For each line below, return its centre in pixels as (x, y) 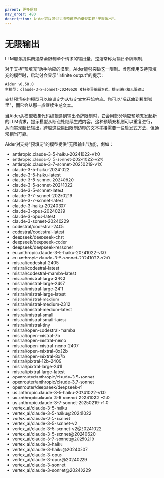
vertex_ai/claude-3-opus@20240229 (50, 460)
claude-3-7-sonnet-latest (38, 201)
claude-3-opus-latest (34, 216)
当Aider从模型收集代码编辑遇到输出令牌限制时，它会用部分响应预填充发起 (79, 116)
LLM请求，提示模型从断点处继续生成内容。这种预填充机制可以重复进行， (82, 122)
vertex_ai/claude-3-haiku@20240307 (50, 450)
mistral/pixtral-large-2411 (37, 367)
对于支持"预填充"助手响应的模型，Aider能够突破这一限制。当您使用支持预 (79, 69)
